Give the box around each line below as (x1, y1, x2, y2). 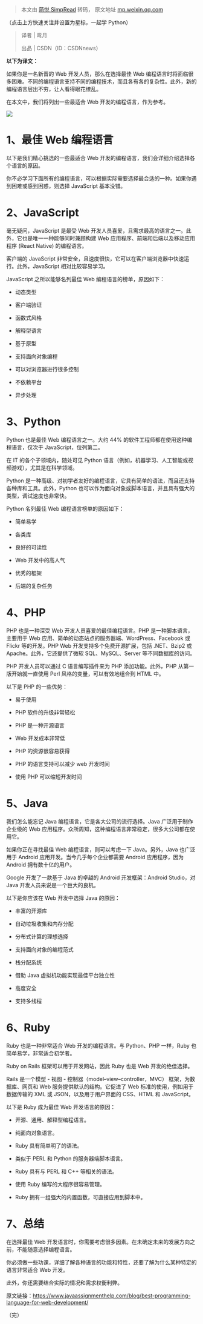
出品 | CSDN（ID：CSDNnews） (21, 45, 101, 52)
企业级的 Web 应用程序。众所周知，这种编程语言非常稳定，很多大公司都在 (6, 825, 190, 833)
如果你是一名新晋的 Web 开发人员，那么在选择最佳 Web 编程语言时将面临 (6, 70, 188, 78)
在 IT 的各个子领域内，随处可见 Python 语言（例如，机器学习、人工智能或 (6, 456, 188, 464)
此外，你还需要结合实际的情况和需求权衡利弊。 (6, 1279, 123, 1286)
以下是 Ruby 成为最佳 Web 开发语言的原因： (6, 1103, 116, 1111)
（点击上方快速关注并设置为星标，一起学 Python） (6, 19, 132, 26)
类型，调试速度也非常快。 (6, 492, 70, 499)
